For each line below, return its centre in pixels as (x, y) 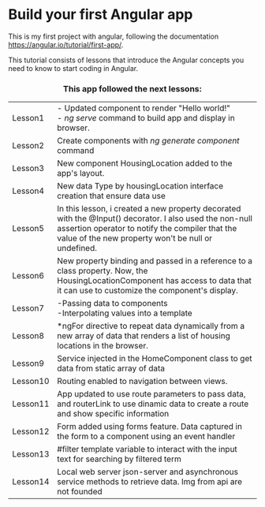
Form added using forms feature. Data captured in (150, 427)
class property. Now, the (103, 271)
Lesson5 (28, 229)
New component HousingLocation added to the (145, 163)
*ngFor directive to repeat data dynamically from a (151, 326)
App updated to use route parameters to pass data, (151, 394)
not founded (80, 492)
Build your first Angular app (101, 15)
